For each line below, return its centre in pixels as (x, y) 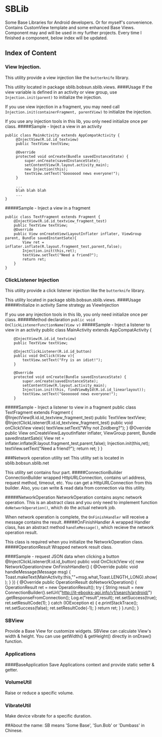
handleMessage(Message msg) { (38, 572)
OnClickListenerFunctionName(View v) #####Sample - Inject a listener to (78, 325)
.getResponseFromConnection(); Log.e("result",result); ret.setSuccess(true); (81, 597)
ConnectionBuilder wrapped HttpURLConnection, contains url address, (76, 477)
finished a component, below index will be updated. (56, 38)
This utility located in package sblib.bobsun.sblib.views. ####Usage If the (79, 87)
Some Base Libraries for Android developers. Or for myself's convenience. (79, 22)
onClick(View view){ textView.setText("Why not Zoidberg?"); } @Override (78, 427)
